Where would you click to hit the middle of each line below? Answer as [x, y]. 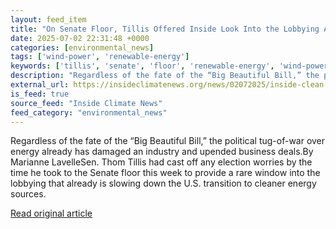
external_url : [40, 85]
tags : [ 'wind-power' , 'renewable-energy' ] [100, 57]
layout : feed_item [48, 19]
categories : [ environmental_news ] [82, 47]
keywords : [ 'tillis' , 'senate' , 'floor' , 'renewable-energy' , [142, 66]
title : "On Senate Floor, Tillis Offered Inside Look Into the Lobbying [165, 29]
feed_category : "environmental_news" [89, 112]
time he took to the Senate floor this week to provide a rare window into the [165, 173]
